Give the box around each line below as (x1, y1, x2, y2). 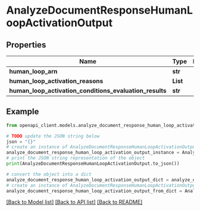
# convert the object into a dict (6, 171, 92, 177)
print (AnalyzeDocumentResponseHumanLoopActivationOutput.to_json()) (6, 161, 180, 167)
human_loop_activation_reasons (9, 77, 104, 85)
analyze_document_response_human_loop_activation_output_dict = (6, 177, 169, 183)
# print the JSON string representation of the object (6, 155, 145, 161)
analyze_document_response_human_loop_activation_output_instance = (6, 149, 180, 156)
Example (6, 107, 39, 117)
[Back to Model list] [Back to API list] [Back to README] (6, 199, 143, 206)
